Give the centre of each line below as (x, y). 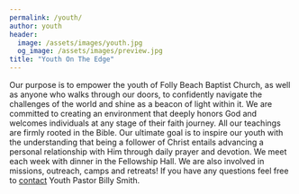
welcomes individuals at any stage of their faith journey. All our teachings (145, 123)
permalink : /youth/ (46, 18)
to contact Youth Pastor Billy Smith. (75, 180)
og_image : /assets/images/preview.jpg (91, 51)
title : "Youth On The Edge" (62, 59)
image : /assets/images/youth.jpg (80, 43)
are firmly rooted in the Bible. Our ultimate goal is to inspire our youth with (146, 132)
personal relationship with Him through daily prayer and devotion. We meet (148, 152)
